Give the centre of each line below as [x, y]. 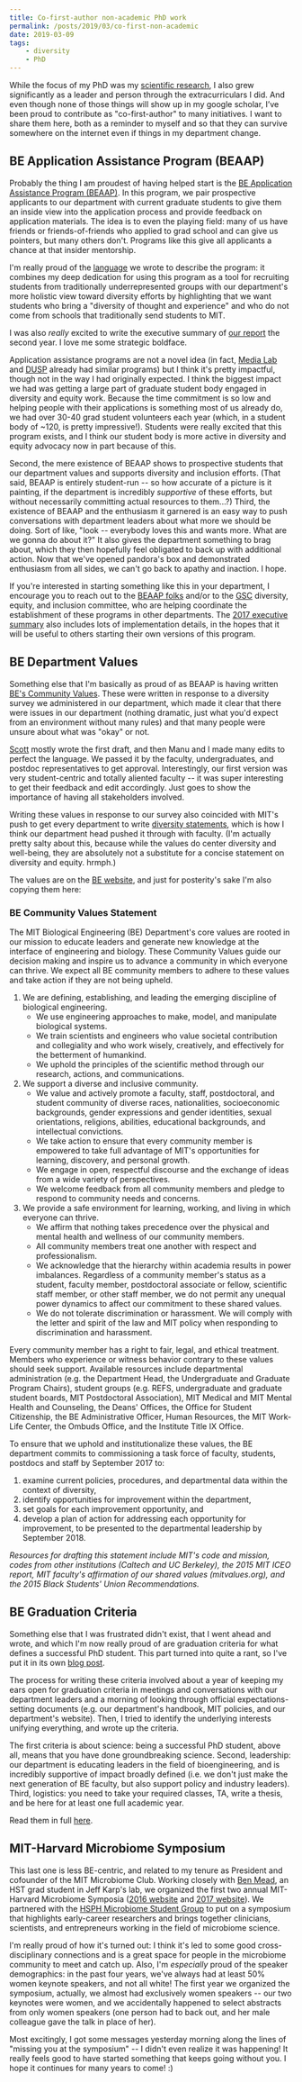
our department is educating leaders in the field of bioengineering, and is [145, 1764]
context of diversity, [59, 1489]
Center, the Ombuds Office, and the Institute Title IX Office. [135, 1426]
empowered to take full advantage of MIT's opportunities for [147, 1150]
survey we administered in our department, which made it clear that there [145, 702]
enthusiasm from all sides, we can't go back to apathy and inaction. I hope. [148, 568]
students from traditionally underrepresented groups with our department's [149, 286]
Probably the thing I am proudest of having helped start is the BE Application [151, 183]
